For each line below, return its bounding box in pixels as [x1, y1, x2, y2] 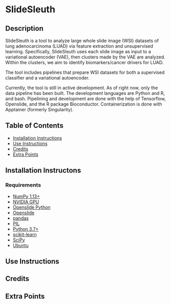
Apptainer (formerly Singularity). [5, 107, 74, 112]
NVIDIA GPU [12, 198, 39, 205]
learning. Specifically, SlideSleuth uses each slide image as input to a [5, 49, 151, 54]
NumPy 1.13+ [12, 193, 40, 199]
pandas [12, 215, 29, 221]
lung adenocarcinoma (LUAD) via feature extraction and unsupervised [5, 43, 154, 49]
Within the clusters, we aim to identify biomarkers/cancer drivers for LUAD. [5, 59, 164, 65]
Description [5, 24, 44, 33]
